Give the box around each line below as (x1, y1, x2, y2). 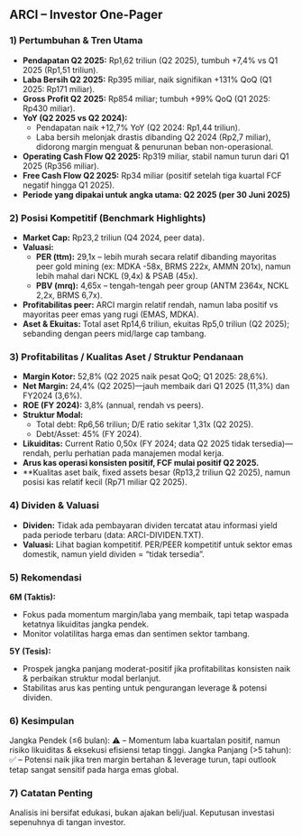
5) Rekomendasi (9, 571, 82, 583)
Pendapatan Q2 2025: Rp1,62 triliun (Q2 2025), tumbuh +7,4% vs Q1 (22, 54, 279, 66)
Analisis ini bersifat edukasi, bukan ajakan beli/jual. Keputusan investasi (9, 807, 275, 818)
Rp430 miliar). (22, 103, 76, 114)
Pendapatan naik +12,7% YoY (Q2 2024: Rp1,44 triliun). (35, 122, 241, 133)
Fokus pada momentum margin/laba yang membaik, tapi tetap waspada (22, 608, 289, 619)
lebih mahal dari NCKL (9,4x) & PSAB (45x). (35, 270, 198, 281)
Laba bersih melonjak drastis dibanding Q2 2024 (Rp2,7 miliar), (35, 131, 271, 143)
